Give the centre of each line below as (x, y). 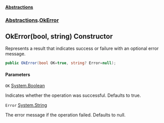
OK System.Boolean (25, 86)
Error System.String (26, 105)
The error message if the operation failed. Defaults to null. (65, 115)
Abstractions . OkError (32, 20)
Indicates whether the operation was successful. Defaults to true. (73, 95)
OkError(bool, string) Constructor (59, 36)
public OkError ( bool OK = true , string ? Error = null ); (61, 63)
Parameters (18, 74)
